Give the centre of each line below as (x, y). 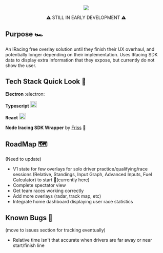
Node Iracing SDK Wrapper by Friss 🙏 (46, 128)
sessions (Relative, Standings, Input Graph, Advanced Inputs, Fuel (82, 175)
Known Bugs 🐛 (29, 218)
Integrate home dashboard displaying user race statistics (73, 202)
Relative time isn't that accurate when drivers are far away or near (82, 240)
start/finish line (28, 245)
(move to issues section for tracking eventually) (56, 230)
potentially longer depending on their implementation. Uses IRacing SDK (81, 54)
